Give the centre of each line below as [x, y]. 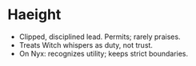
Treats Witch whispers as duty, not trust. [86, 45]
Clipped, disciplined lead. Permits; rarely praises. [100, 37]
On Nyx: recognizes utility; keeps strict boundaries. [104, 53]
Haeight [34, 15]
